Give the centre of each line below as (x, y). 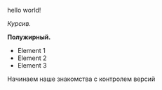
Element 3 (32, 65)
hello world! (24, 10)
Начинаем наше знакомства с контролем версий (81, 79)
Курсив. (19, 23)
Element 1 (31, 51)
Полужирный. (29, 37)
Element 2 (32, 58)
